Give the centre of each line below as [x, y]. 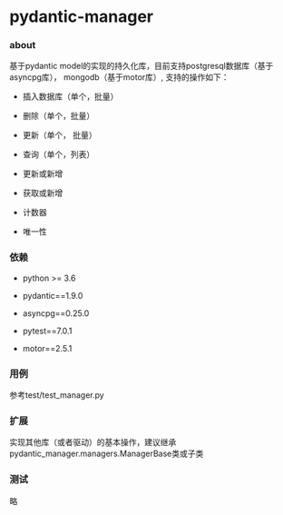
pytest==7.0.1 [47, 331]
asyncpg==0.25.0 [56, 313]
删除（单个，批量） [59, 116]
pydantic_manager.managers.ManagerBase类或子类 [107, 454]
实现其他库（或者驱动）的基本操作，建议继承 [93, 442]
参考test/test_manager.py [57, 395]
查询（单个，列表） [59, 154]
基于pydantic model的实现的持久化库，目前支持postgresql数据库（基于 [141, 66]
